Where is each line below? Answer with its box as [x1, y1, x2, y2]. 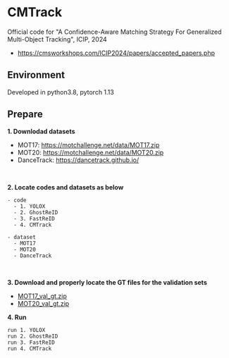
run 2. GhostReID [7, 333, 58, 340]
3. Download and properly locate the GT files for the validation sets [7, 278, 208, 286]
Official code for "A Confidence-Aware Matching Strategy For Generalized [7, 27, 222, 36]
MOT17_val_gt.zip [17, 292, 67, 300]
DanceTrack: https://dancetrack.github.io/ [17, 156, 140, 164]
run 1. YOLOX [7, 326, 46, 333]
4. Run [7, 313, 27, 321]
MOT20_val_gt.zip [17, 299, 70, 307]
